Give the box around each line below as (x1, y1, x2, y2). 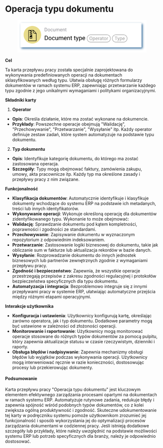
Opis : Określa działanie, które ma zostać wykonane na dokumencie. (12, 116, 149, 122)
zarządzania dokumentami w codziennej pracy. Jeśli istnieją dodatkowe (5, 423, 149, 428)
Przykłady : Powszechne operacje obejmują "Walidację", (12, 121, 126, 127)
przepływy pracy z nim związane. (12, 176, 80, 182)
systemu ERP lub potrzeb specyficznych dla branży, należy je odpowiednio (5, 433, 156, 439)
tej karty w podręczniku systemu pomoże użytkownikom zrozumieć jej (5, 412, 146, 418)
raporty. (12, 344, 28, 349)
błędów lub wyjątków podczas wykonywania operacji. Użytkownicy (12, 354, 148, 360)
